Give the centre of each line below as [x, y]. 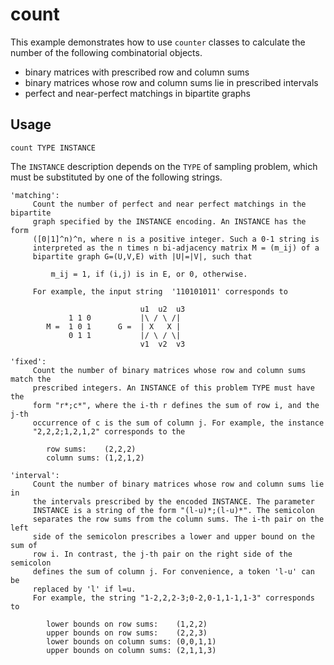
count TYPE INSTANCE [53, 148]
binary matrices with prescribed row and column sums [137, 72]
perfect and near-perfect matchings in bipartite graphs [137, 93]
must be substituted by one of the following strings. [116, 177]
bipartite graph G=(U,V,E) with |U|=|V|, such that [142, 256]
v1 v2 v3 [162, 344]
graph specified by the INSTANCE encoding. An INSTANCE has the [169, 221]
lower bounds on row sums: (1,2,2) [127, 624]
